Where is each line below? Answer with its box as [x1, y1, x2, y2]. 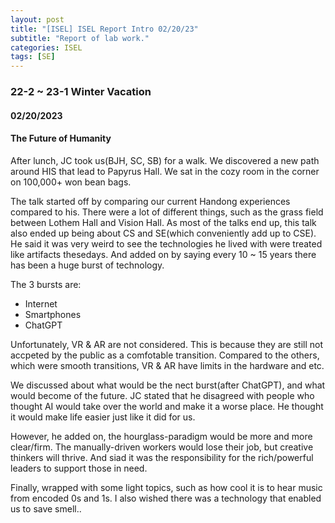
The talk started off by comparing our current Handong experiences [10, 195, 291, 207]
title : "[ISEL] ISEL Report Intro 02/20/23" [10, 24, 199, 34]
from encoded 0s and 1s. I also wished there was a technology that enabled [10, 492, 322, 504]
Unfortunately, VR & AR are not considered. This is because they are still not [10, 338, 324, 350]
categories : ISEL [10, 42, 83, 53]
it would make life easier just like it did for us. [10, 411, 196, 423]
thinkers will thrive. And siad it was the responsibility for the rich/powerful [10, 451, 314, 463]
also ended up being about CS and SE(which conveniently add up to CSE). [10, 227, 317, 239]
